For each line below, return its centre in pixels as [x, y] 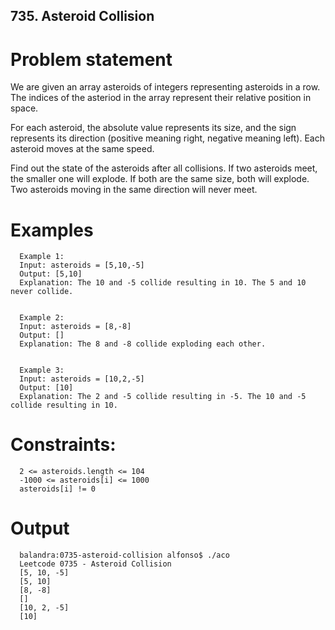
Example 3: [42, 370]
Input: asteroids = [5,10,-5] [82, 265]
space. [24, 108]
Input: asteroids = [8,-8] [75, 327]
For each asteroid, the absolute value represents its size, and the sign [153, 128]
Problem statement [91, 59]
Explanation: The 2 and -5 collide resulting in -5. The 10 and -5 [163, 397]
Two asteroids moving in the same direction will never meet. [134, 190]
